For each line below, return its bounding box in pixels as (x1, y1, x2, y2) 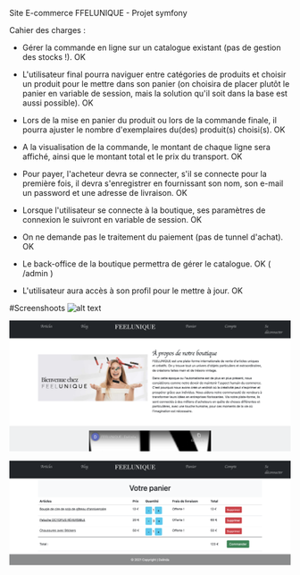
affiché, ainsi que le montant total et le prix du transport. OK (21, 151, 243, 162)
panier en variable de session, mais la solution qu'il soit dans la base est (21, 89, 288, 98)
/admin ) (21, 268, 54, 278)
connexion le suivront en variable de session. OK (21, 215, 203, 224)
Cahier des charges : (9, 25, 87, 35)
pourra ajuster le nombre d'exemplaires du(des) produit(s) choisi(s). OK (21, 124, 286, 135)
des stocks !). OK (21, 52, 87, 62)
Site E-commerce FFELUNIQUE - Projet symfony (9, 8, 187, 18)
